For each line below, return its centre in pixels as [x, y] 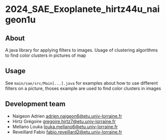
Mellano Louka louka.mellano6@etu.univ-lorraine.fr [65, 127]
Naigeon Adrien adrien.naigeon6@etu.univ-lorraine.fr [67, 116]
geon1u [20, 20]
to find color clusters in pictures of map [46, 55]
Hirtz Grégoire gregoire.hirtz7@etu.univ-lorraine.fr [64, 121]
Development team [35, 104]
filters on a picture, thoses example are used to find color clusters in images [83, 88]
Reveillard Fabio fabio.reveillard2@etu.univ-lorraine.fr [67, 132]
